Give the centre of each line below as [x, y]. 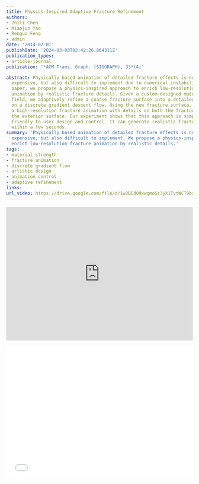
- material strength [32, 155]
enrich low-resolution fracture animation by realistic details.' [95, 144]
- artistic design [29, 171]
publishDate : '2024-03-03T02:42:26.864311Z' [62, 50]
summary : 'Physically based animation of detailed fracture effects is [96, 133]
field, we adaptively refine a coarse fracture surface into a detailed [103, 100]
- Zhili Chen [22, 23]
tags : [13, 149]
